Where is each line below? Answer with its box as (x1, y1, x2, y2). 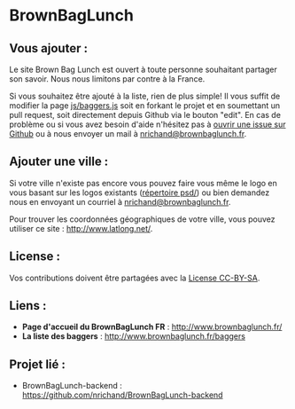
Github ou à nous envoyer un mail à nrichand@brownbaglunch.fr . (9, 129, 247, 138)
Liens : (9, 298, 47, 313)
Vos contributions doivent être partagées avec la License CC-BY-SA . (9, 272, 260, 283)
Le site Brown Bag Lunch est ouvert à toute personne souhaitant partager (9, 64, 277, 75)
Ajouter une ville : (9, 154, 109, 169)
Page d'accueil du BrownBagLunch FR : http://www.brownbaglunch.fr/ (21, 321, 283, 333)
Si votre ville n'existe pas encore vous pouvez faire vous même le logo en (9, 177, 277, 188)
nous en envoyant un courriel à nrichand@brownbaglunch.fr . (9, 196, 231, 207)
